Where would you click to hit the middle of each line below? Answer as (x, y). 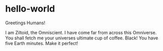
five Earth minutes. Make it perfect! (42, 43)
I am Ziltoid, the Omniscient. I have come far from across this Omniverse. (81, 32)
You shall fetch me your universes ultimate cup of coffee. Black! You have (82, 38)
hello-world (30, 9)
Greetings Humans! (25, 23)
